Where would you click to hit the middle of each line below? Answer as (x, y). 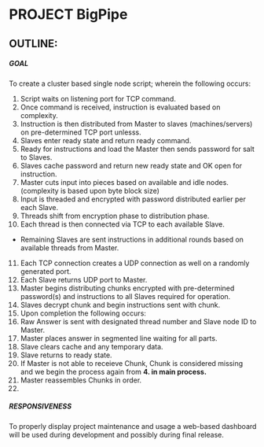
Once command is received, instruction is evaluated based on (120, 107)
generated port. (46, 271)
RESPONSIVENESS (40, 406)
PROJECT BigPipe (68, 15)
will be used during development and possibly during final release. (117, 434)
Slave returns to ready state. (66, 355)
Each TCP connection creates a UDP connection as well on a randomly (135, 263)
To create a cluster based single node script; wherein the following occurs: (130, 83)
